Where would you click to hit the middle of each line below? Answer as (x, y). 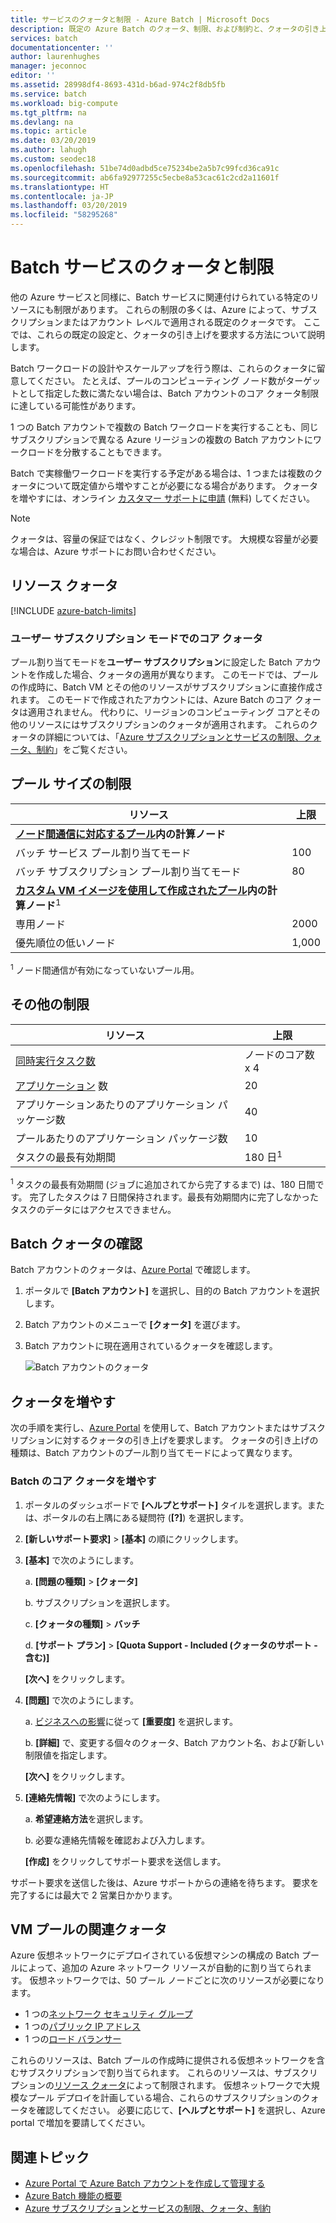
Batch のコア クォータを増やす (83, 1481)
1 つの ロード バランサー (73, 2039)
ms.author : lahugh (48, 150)
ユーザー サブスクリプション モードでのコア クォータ (136, 638)
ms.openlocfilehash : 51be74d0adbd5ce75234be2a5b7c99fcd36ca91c (145, 168)
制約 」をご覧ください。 (84, 750)
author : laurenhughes (55, 57)
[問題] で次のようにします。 (81, 1700)
